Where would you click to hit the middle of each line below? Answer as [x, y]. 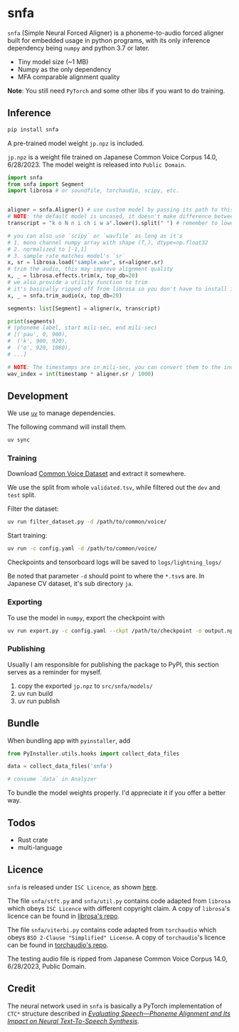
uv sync [19, 440]
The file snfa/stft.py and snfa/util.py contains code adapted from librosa [119, 901]
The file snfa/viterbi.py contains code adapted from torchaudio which [112, 929]
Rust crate [33, 840]
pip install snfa [33, 130]
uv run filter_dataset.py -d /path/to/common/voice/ [87, 522]
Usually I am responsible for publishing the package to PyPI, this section [113, 664]
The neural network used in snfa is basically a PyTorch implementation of [115, 1006]
